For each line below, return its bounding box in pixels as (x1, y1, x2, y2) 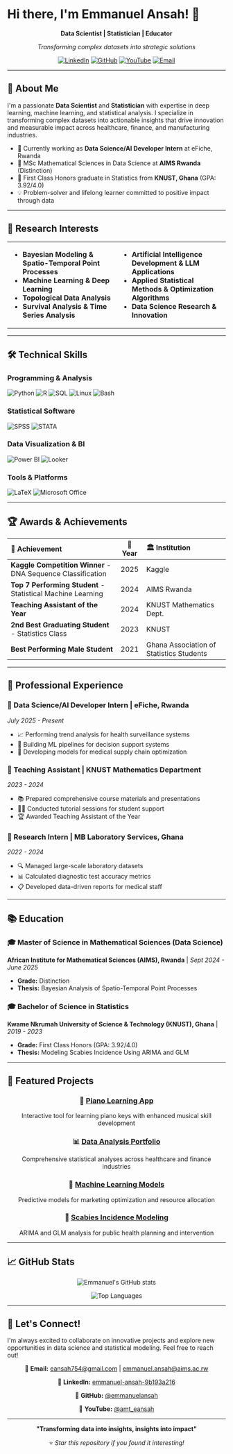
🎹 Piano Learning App (79, 1096, 154, 1106)
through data (17, 196, 55, 204)
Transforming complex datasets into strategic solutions (37, 42, 196, 51)
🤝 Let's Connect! (7, 1318, 81, 1330)
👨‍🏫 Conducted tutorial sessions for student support (17, 804, 164, 813)
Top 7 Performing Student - (10, 580, 105, 589)
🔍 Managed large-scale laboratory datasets (17, 862, 144, 870)
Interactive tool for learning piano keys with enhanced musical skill (21, 1111, 212, 1119)
